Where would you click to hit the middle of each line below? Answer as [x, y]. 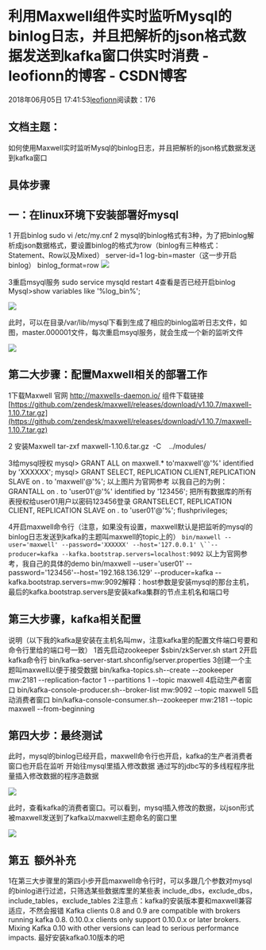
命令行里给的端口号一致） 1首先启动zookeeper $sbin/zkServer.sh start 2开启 [133, 650]
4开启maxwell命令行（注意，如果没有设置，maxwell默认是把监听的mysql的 [131, 527]
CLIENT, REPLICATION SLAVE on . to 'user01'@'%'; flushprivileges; [118, 510]
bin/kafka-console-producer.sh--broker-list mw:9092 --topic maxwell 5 [134, 690]
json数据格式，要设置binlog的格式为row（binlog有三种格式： [121, 245]
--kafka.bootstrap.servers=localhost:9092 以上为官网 [151, 553]
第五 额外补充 [42, 860]
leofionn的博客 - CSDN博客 [98, 76]
